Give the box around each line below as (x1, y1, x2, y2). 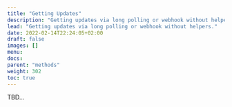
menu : (7, 49, 23, 56)
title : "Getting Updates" (7, 10, 81, 17)
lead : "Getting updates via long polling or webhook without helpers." (7, 23, 217, 30)
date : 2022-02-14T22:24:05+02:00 (7, 29, 104, 37)
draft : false (7, 36, 45, 43)
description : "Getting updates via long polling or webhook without (7, 17, 209, 23)
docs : (7, 55, 23, 62)
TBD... (7, 93, 25, 101)
